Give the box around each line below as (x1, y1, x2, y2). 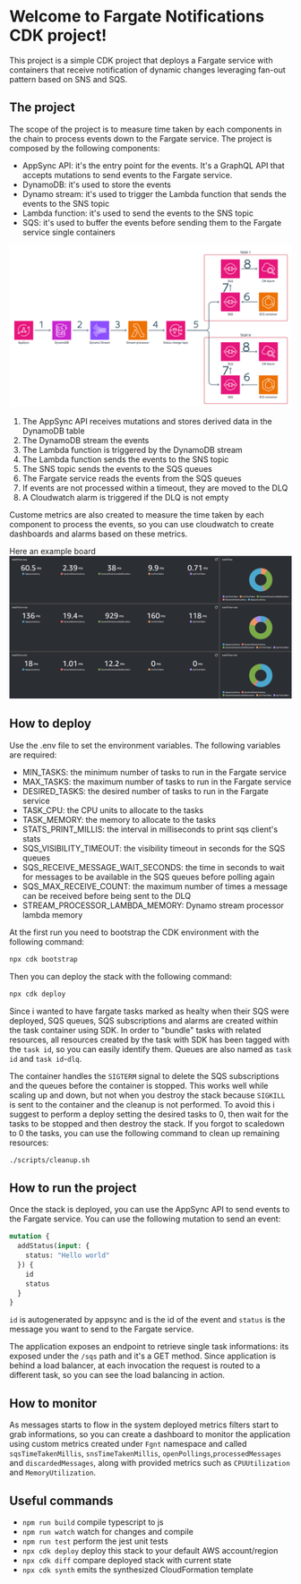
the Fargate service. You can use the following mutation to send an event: (9, 1213, 281, 1224)
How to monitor (9, 1395, 98, 1411)
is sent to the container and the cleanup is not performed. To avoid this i (9, 1099, 275, 1109)
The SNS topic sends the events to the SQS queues (21, 464, 212, 475)
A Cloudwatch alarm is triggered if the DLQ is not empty (21, 492, 229, 503)
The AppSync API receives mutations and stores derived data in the (21, 416, 272, 427)
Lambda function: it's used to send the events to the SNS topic (21, 208, 254, 218)
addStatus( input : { (17, 1242, 90, 1251)
